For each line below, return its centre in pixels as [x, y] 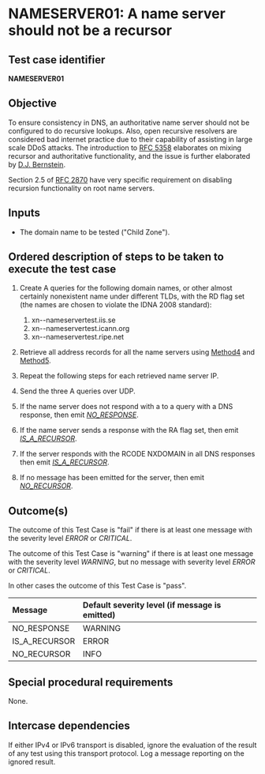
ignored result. [32, 761]
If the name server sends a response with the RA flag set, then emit [129, 430]
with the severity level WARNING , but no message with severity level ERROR [132, 562]
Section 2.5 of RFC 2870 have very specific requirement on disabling [120, 179]
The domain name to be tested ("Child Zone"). [95, 232]
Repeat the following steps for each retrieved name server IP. [119, 376]
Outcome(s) [38, 511]
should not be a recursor [90, 30]
